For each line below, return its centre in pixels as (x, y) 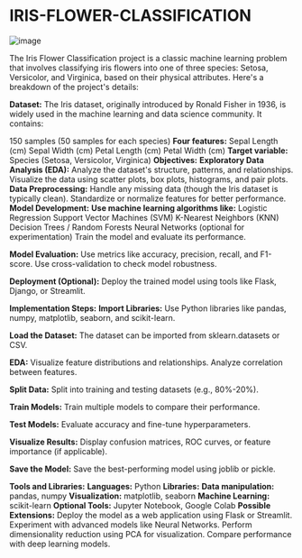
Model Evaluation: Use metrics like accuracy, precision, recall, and (134, 254)
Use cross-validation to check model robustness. (126, 263)
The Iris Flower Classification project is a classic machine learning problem (148, 58)
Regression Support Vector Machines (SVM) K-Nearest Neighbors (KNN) (144, 217)
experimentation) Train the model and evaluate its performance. (128, 236)
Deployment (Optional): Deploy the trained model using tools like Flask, (143, 281)
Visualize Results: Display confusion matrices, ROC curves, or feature (140, 442)
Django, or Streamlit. (47, 290)
